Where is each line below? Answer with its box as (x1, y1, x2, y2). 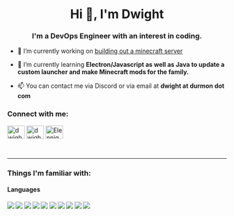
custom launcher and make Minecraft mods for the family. (17, 68, 189, 76)
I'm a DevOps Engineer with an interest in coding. (31, 31, 203, 41)
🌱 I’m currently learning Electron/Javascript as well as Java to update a (17, 61, 225, 69)
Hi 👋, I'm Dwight (70, 6, 164, 22)
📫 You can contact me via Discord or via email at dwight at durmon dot (17, 82, 225, 90)
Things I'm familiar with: (7, 168, 92, 178)
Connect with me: (7, 109, 69, 119)
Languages (7, 185, 40, 194)
